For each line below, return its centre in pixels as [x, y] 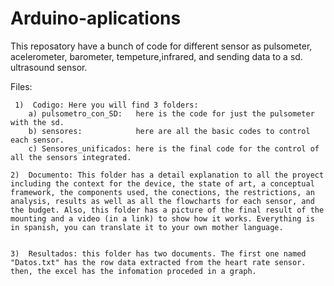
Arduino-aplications [96, 18]
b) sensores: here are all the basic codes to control [169, 131]
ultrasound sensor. [49, 67]
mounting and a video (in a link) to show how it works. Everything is [162, 218]
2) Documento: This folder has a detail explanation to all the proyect [167, 175]
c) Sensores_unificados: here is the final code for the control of [174, 148]
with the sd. [37, 122]
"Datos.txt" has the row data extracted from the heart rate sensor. [158, 262]
